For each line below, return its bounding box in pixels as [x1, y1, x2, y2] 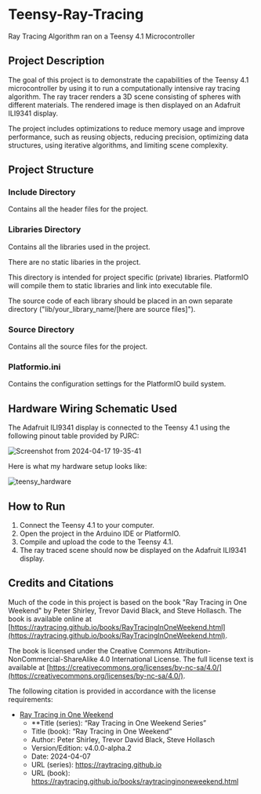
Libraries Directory [8, 224, 82, 235]
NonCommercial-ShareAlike [8, 654, 98, 664]
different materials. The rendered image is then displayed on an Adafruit [8, 100, 241, 109]
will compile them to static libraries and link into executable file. [8, 280, 213, 290]
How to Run [8, 499, 66, 513]
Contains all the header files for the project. [8, 204, 149, 214]
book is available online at [8, 614, 92, 624]
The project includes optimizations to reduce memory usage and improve [8, 123, 245, 133]
